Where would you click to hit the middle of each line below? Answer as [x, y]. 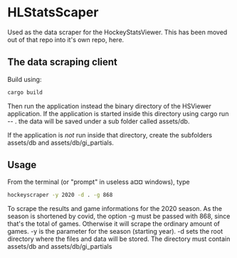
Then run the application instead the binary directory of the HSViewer [110, 106]
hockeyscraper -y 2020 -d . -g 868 [60, 195]
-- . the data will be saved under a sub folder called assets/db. [99, 121]
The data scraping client [62, 62]
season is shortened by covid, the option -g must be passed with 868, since [119, 216]
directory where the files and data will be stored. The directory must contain [119, 239]
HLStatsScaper [53, 12]
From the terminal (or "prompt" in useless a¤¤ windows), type [99, 182]
